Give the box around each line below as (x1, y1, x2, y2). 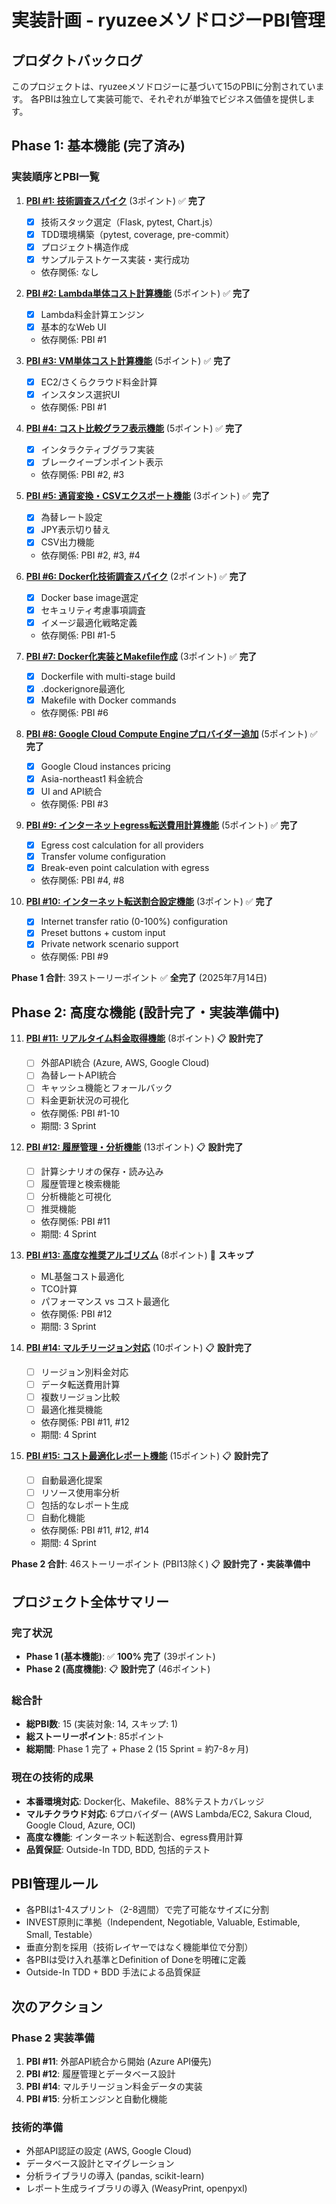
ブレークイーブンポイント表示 (40, 456, 164, 468)
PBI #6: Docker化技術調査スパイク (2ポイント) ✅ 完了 (25, 570, 248, 582)
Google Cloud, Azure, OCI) (25, 1819, 136, 1831)
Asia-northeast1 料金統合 (40, 772, 144, 785)
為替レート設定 (40, 511, 103, 523)
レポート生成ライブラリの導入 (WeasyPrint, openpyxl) (25, 2182, 248, 2195)
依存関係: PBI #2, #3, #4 (40, 549, 141, 561)
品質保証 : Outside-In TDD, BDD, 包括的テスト (25, 1843, 211, 1855)
